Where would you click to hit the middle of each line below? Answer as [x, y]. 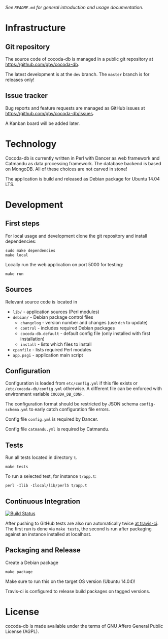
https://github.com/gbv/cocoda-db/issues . [50, 113]
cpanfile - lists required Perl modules [52, 349]
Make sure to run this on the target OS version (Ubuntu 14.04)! [70, 581]
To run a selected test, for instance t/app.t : [51, 476]
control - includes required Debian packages [68, 328]
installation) [32, 339]
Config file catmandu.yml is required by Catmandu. [57, 429]
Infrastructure [36, 28]
